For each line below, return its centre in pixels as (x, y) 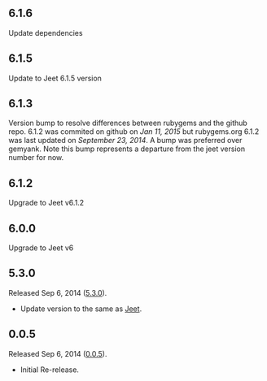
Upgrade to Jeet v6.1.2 (46, 203)
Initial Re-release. (50, 370)
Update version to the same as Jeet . (81, 309)
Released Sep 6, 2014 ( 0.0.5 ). (58, 353)
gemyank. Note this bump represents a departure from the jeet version (127, 149)
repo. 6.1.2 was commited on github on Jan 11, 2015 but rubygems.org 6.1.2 (134, 132)
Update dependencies (46, 32)
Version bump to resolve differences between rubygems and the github (128, 123)
